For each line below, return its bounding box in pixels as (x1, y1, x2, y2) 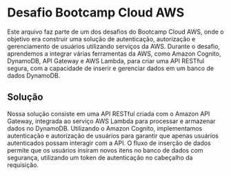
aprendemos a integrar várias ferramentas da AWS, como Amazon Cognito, (7, 49, 221, 58)
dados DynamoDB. (7, 71, 61, 80)
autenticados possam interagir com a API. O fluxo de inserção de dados (7, 139, 212, 147)
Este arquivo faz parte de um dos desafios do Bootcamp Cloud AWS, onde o (7, 27, 224, 36)
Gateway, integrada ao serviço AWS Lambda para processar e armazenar (7, 117, 216, 125)
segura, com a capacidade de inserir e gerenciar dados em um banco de (7, 64, 214, 72)
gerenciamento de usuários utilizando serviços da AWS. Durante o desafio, (7, 42, 221, 50)
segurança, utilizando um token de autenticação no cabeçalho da (7, 153, 193, 162)
